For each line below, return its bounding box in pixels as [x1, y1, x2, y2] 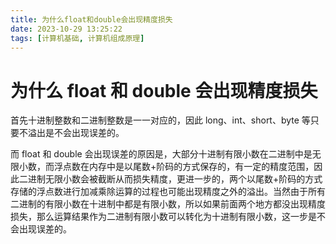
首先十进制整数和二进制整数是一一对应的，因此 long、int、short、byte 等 [10, 114, 311, 126]
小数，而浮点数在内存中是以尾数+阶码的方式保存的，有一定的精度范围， [18, 161, 315, 173]
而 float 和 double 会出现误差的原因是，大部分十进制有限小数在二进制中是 [10, 148, 313, 160]
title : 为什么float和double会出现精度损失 [10, 14, 173, 25]
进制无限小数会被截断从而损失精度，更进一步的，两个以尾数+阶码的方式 [27, 173, 323, 185]
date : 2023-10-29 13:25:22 [10, 24, 123, 34]
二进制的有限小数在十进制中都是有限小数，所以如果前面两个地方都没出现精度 [10, 198, 326, 210]
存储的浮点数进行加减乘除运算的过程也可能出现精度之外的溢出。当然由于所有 [10, 186, 326, 198]
